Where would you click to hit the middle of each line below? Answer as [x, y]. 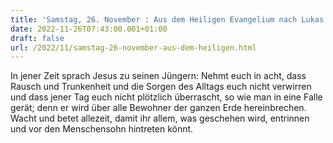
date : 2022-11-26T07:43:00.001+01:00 [89, 29]
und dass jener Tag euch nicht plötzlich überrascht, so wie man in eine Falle [166, 97]
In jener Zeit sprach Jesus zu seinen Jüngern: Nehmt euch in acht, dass [158, 76]
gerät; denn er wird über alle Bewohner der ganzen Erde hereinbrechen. [158, 108]
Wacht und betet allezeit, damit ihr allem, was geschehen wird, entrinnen [160, 118]
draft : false [37, 38]
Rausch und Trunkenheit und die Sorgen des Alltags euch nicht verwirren [161, 87]
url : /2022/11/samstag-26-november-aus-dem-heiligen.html [133, 47]
